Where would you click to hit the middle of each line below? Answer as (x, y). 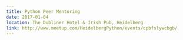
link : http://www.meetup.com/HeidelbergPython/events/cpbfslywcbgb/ (92, 28)
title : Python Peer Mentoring (43, 11)
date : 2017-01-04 (27, 17)
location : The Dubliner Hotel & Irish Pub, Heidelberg (75, 22)
